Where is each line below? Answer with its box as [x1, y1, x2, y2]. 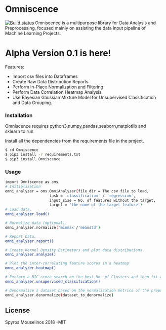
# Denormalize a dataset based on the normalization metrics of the [5, 288, 149, 293]
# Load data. [5, 207, 32, 212]
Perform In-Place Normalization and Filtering [12, 84, 104, 90]
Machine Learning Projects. [5, 30, 61, 36]
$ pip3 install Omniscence [5, 156, 61, 161]
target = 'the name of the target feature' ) [49, 202, 142, 208]
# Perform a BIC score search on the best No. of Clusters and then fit [5, 275, 158, 280]
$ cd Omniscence [5, 147, 39, 152]
